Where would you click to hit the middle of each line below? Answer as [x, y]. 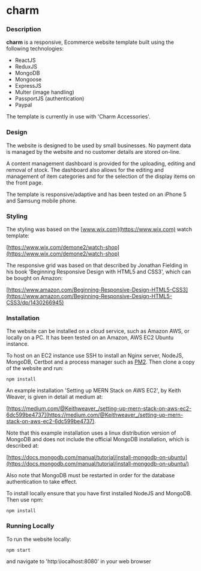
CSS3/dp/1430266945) [35, 303]
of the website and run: [35, 368]
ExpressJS [28, 86]
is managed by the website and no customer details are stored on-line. [94, 151]
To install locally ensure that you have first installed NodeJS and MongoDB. [99, 493]
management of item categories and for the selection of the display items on [100, 176]
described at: [22, 446]
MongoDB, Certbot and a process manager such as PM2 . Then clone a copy [100, 362]
